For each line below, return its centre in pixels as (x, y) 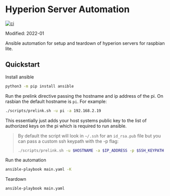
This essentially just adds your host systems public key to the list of (76, 120)
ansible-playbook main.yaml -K (38, 170)
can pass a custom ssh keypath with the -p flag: (68, 141)
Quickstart (23, 65)
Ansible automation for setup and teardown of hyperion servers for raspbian (85, 43)
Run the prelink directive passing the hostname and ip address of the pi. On (84, 96)
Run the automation (26, 160)
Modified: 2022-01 (25, 33)
